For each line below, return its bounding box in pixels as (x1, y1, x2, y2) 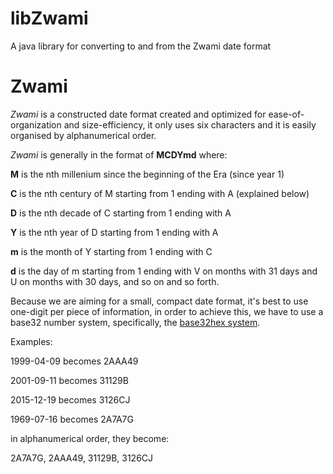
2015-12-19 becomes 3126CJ (10, 393, 131, 406)
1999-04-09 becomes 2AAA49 (10, 355, 139, 367)
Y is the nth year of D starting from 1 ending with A (10, 226, 219, 238)
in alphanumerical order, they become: (10, 432, 170, 444)
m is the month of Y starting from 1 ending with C (10, 245, 213, 257)
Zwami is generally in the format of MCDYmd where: (10, 148, 228, 161)
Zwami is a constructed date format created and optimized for (10, 108, 267, 120)
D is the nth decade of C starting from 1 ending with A (10, 207, 232, 219)
